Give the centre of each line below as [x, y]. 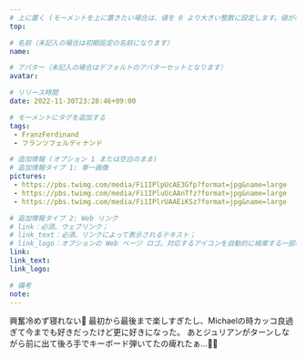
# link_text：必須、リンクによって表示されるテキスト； [103, 235]
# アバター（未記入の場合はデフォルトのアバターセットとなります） [118, 68]
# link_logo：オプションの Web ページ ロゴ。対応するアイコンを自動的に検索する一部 [153, 244]
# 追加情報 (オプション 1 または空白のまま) [83, 159]
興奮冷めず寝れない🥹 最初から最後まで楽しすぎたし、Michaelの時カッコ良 [148, 321]
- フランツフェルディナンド [58, 143]
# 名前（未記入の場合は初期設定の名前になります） [92, 43]
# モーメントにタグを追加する [58, 118]
